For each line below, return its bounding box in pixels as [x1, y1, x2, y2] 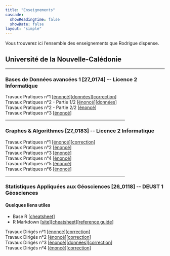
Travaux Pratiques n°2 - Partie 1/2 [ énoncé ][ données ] [5, 99, 117, 105]
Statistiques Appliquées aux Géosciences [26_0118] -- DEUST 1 [5, 183, 163, 190]
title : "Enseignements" [5, 7, 56, 13]
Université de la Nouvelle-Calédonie [5, 55, 122, 63]
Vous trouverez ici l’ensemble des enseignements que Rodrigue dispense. [5, 40, 159, 46]
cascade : [5, 12, 24, 17]
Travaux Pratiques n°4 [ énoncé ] [5, 155, 72, 161]
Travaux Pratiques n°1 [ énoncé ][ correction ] [5, 139, 96, 145]
